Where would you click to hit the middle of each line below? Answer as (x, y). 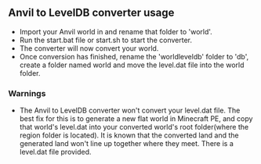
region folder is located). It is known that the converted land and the (129, 135)
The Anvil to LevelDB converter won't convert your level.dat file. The (130, 111)
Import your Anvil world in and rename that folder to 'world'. (116, 31)
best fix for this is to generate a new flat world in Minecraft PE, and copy (136, 119)
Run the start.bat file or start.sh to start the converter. (105, 40)
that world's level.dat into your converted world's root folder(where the (134, 127)
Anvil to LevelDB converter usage (91, 13)
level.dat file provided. (55, 152)
